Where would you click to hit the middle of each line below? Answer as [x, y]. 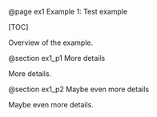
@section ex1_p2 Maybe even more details [79, 89]
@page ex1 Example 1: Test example [68, 12]
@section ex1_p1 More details [57, 58]
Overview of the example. [51, 42]
